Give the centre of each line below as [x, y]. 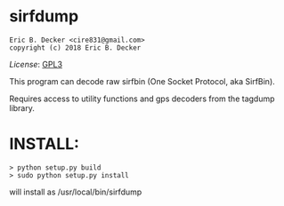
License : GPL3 [36, 64]
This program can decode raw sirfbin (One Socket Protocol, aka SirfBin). [142, 81]
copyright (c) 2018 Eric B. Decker [75, 48]
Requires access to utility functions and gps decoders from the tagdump [142, 99]
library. [22, 107]
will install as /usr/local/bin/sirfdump [76, 192]
